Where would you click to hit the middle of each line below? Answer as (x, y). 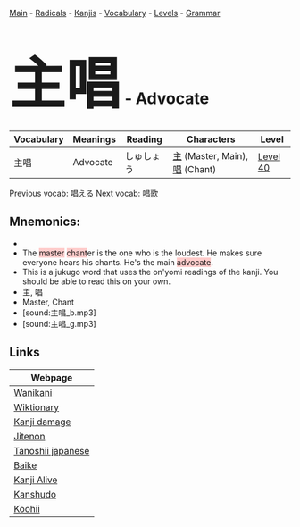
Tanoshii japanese (52, 450)
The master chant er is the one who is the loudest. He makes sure (142, 253)
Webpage (52, 377)
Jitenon (29, 436)
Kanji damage (42, 422)
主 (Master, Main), (210, 155)
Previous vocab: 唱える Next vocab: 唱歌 (84, 193)
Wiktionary (37, 407)
